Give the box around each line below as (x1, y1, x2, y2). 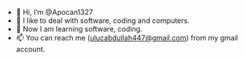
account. (15, 44, 46, 54)
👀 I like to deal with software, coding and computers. (15, 16, 190, 25)
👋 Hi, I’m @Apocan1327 (15, 8, 94, 17)
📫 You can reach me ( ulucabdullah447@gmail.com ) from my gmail (15, 33, 239, 43)
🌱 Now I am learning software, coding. (15, 24, 143, 33)
